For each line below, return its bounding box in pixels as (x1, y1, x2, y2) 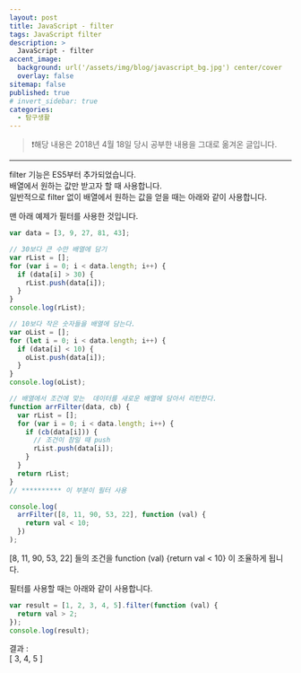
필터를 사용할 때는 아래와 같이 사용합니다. (9, 582, 153, 593)
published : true (9, 88, 70, 97)
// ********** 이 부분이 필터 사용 (9, 485, 127, 494)
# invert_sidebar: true (9, 96, 99, 106)
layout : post (9, 13, 58, 22)
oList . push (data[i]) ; (25, 353, 106, 362)
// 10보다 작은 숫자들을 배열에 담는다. (9, 319, 136, 328)
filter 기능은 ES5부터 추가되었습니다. (9, 170, 137, 180)
